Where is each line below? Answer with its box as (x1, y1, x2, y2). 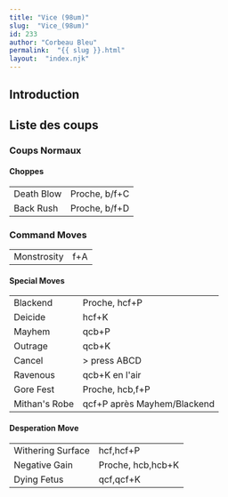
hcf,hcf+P (98, 444, 141, 456)
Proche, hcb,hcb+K (98, 459, 180, 471)
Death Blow (13, 188, 62, 200)
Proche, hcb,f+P (82, 383, 151, 396)
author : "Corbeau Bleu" (9, 37, 98, 47)
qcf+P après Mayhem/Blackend (82, 397, 216, 410)
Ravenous (13, 369, 55, 381)
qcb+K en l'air (82, 369, 142, 381)
